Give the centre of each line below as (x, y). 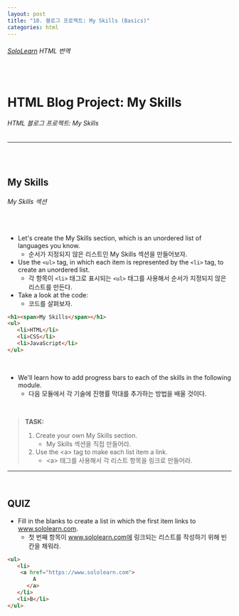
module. (30, 385)
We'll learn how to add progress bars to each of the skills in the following (124, 377)
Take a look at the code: (53, 295)
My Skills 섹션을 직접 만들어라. (89, 443)
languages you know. (49, 245)
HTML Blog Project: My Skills (95, 102)
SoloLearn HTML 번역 (39, 51)
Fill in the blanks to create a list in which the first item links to (107, 520)
